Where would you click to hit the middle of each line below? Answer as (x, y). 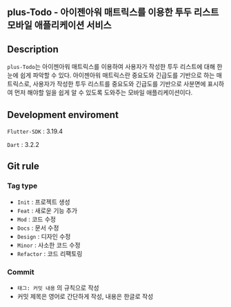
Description (33, 49)
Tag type (22, 186)
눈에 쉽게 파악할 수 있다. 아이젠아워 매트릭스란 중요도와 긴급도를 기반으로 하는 (111, 75)
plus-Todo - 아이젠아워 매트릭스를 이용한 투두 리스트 (113, 12)
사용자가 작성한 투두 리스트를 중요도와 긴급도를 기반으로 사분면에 (119, 84)
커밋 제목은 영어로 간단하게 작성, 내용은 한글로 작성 (85, 296)
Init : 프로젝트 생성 (43, 201)
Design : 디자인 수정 (44, 236)
